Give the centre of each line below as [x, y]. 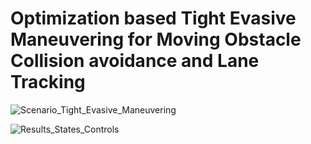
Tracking [48, 82]
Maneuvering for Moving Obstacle [156, 39]
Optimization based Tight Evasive [153, 18]
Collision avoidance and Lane [135, 61]
